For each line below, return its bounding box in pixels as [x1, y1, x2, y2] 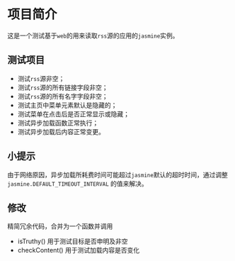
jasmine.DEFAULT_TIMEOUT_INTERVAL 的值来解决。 [7, 179, 149, 188]
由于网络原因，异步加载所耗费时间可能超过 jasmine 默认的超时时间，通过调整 [7, 170, 229, 179]
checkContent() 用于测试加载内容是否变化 [17, 246, 140, 255]
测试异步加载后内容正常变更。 [17, 127, 105, 135]
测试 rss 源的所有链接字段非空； [17, 83, 108, 91]
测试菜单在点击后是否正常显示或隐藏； [17, 109, 130, 118]
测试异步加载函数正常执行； [17, 118, 99, 127]
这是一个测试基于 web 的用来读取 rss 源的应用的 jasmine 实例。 [7, 31, 179, 40]
